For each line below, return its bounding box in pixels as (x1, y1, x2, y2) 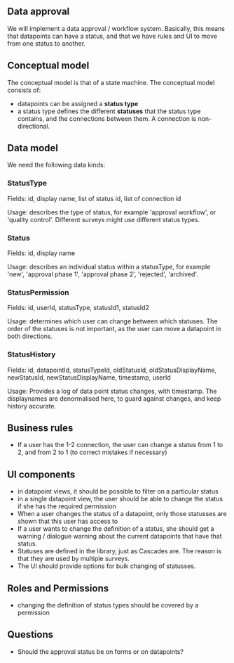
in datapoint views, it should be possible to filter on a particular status (17, 487, 219, 496)
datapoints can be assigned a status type (17, 99, 139, 108)
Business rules (7, 422, 74, 435)
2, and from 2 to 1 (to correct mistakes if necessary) (17, 448, 167, 456)
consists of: (7, 86, 41, 94)
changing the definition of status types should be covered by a (17, 601, 199, 610)
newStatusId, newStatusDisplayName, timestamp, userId (7, 373, 172, 382)
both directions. (7, 332, 53, 340)
